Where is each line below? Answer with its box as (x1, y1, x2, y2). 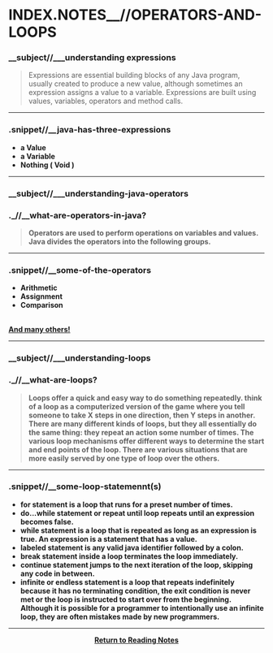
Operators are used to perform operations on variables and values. (28, 228, 258, 237)
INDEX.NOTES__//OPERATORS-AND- (8, 6, 262, 24)
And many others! (8, 325, 71, 335)
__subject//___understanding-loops (8, 352, 151, 364)
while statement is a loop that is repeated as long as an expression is (19, 525, 258, 535)
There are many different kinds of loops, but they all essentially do (28, 418, 258, 428)
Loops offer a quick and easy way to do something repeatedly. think (28, 392, 262, 403)
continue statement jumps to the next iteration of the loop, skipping (19, 560, 253, 569)
